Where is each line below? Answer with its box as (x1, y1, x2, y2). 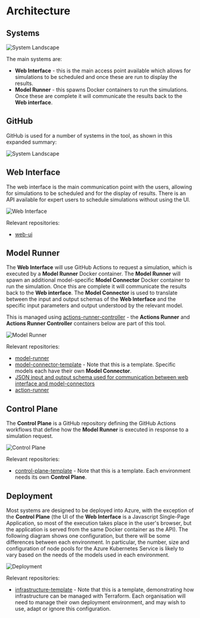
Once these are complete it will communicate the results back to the (14, 93, 183, 99)
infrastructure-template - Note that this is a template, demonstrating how (14, 586, 194, 593)
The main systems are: (6, 56, 63, 62)
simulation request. (6, 433, 54, 440)
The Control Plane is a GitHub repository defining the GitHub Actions (6, 420, 176, 427)
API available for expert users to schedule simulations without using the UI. (6, 196, 190, 203)
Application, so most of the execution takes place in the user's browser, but (6, 519, 192, 527)
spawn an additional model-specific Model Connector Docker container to (6, 276, 190, 284)
